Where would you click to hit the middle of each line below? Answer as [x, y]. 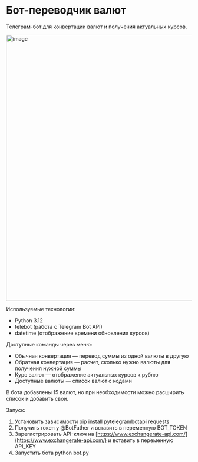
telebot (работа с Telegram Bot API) [59, 326]
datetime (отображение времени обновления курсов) [82, 333]
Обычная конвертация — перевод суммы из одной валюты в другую [102, 356]
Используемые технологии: [41, 309]
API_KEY [25, 446]
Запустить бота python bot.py [52, 453]
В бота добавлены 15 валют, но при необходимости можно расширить [95, 392]
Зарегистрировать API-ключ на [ [56, 434]
